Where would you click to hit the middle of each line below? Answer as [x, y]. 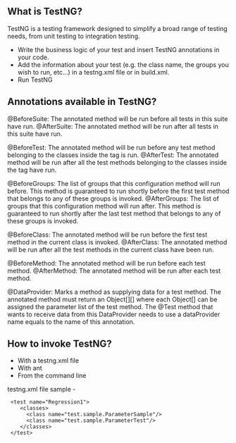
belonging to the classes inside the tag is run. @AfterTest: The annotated [113, 155]
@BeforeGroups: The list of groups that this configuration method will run [114, 183]
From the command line [52, 375]
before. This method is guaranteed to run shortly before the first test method [118, 191]
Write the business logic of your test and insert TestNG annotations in [118, 49]
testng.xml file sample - [42, 389]
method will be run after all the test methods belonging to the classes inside [117, 162]
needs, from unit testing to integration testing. [74, 36]
